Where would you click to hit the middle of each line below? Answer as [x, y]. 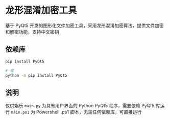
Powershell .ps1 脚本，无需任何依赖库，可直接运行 [89, 112]
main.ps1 [20, 112]
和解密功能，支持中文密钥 [32, 32]
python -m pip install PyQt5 [36, 75]
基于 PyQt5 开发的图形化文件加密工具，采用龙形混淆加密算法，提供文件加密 [85, 25]
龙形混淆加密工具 [41, 10]
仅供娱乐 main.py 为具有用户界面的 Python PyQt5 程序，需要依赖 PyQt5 [80, 106]
